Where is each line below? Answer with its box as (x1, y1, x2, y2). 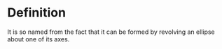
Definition (7, 5, 67, 21)
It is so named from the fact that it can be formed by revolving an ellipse (7, 28, 215, 36)
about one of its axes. (7, 35, 70, 43)
